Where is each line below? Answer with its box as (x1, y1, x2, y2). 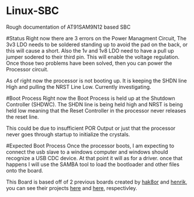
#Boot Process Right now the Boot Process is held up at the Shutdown (6, 95, 175, 102)
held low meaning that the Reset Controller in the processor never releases (6, 107, 186, 114)
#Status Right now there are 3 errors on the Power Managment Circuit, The (6, 34, 187, 42)
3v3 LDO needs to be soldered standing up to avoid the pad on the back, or (6, 41, 188, 48)
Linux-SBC (6, 4, 60, 18)
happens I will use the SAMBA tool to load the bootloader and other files (6, 161, 180, 168)
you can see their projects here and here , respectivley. (6, 184, 137, 191)
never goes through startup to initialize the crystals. (6, 130, 130, 138)
